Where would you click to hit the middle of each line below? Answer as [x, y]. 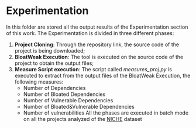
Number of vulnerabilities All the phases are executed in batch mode [106, 113]
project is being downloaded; [50, 50]
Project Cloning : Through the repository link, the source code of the [97, 44]
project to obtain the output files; [54, 63]
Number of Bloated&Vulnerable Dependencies [79, 106]
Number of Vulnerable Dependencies [68, 100]
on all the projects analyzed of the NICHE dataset [82, 119]
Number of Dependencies [54, 88]
